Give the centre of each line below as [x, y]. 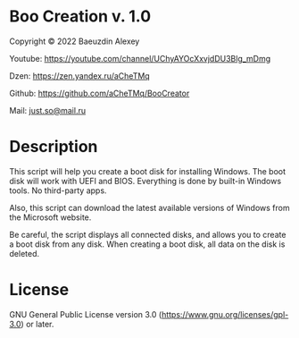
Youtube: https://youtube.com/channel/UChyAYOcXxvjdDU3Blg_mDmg [140, 58]
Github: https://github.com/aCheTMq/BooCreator [100, 93]
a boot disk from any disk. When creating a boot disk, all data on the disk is [147, 244]
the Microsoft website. [50, 217]
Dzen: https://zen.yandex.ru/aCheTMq [79, 76]
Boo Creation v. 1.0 [80, 17]
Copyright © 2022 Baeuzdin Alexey [75, 41]
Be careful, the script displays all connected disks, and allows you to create [148, 234]
